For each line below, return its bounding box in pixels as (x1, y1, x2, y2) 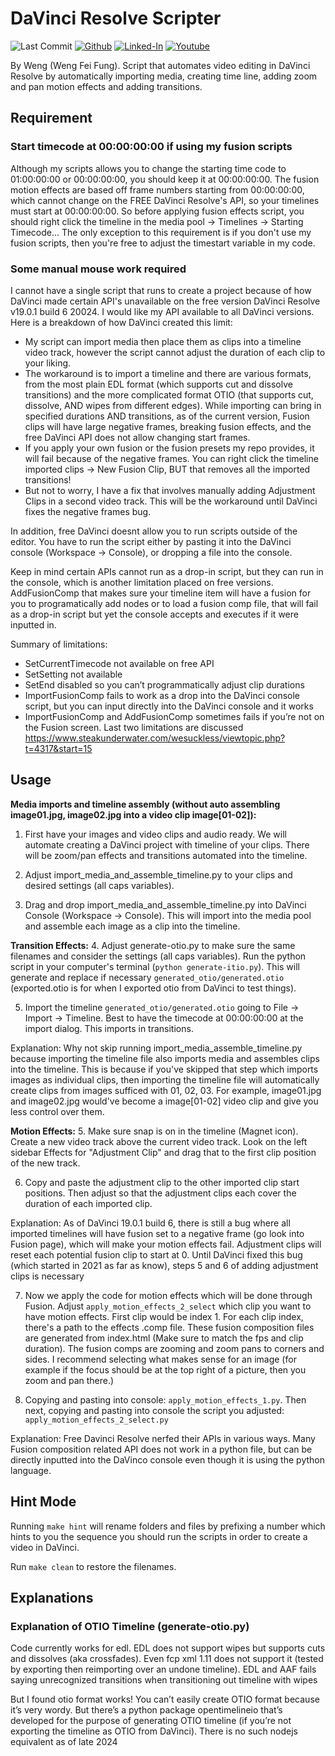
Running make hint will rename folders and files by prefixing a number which (10, 1520, 326, 1532)
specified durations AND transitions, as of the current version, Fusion (24, 410, 310, 422)
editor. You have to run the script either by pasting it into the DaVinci (10, 535, 292, 547)
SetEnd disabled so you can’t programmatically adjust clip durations (24, 678, 305, 691)
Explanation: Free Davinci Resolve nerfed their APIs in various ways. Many (10, 1432, 316, 1444)
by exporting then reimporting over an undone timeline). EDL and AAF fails (10, 1663, 317, 1676)
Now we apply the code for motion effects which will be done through (24, 1289, 313, 1301)
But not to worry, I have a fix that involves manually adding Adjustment (24, 484, 316, 496)
